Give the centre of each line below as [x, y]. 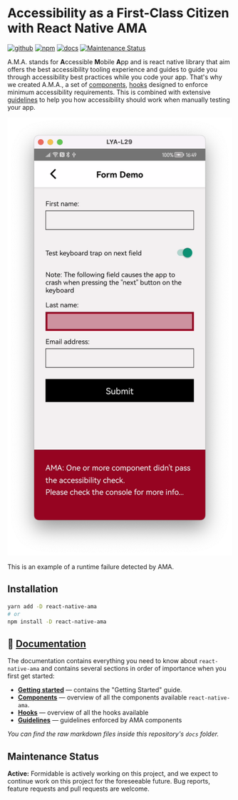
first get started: [31, 676]
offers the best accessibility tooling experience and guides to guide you [113, 69]
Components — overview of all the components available [102, 697]
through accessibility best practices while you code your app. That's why [115, 77]
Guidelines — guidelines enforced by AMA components [100, 720]
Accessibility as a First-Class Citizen [118, 13]
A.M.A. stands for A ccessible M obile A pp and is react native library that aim [119, 61]
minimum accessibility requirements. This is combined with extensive [109, 92]
